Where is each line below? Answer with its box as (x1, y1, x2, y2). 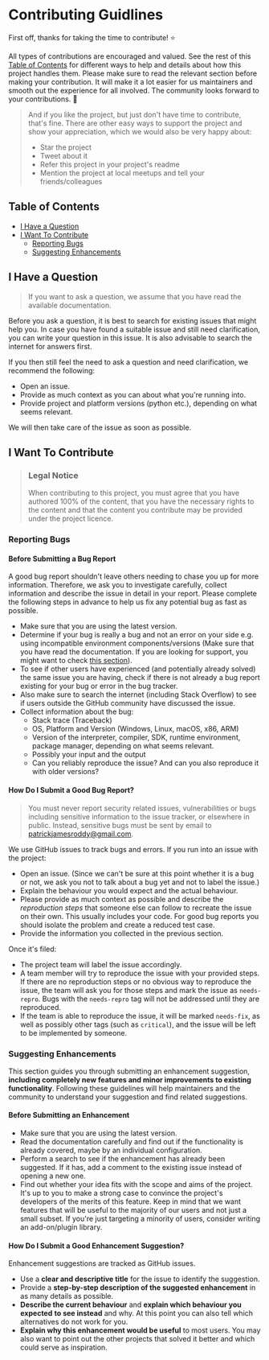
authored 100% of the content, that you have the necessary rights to (27, 497, 255, 506)
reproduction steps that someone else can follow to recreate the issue (19, 903, 252, 913)
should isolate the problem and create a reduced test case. (19, 920, 215, 929)
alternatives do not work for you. (19, 1317, 128, 1327)
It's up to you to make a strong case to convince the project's (19, 1189, 223, 1198)
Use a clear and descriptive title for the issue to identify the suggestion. (19, 1274, 260, 1284)
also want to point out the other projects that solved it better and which (19, 1334, 255, 1344)
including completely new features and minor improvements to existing (8, 1074, 251, 1084)
